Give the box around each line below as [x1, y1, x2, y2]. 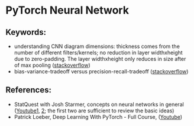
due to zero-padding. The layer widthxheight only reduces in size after [14, 56, 186, 62]
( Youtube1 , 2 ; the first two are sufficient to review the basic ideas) [14, 107, 174, 114]
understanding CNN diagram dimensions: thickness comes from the [14, 43, 180, 50]
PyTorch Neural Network [5, 4, 130, 17]
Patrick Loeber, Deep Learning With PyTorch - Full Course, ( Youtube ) [14, 113, 183, 120]
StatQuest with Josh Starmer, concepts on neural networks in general [14, 101, 184, 108]
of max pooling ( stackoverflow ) [14, 62, 90, 69]
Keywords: [5, 27, 47, 37]
